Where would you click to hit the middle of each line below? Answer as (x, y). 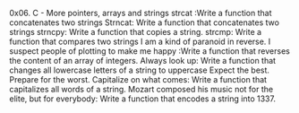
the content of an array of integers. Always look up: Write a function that (142, 61)
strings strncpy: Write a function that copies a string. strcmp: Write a (136, 32)
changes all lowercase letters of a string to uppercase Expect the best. (140, 70)
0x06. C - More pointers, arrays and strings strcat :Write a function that (141, 13)
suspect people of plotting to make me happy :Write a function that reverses (150, 51)
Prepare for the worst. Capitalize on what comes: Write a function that (138, 79)
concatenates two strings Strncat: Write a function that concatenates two (145, 22)
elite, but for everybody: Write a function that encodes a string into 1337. (142, 99)
